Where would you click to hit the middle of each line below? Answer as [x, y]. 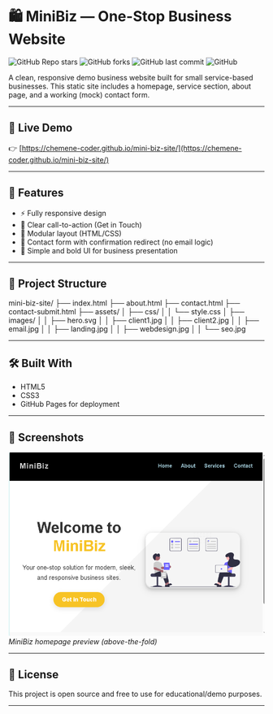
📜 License [34, 675]
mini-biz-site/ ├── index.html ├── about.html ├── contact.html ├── [124, 303]
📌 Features [36, 193]
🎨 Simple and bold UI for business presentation [99, 250]
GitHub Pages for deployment [70, 405]
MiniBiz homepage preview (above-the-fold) [83, 641]
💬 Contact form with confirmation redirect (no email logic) [117, 242]
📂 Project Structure [58, 283]
